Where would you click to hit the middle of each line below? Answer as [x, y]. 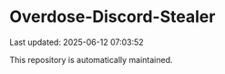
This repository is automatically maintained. [91, 59]
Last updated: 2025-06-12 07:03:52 [77, 42]
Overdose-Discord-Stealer [112, 17]
